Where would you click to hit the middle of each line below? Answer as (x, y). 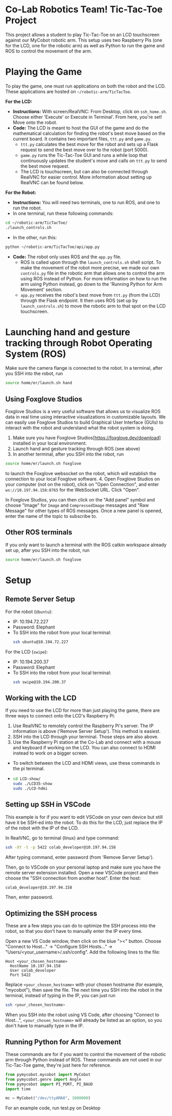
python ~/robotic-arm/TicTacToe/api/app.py (53, 247)
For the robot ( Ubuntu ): (29, 611)
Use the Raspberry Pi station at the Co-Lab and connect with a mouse (87, 742)
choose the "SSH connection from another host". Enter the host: (73, 878)
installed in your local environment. (50, 443)
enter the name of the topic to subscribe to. (51, 516)
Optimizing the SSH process (51, 913)
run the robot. (27, 208)
